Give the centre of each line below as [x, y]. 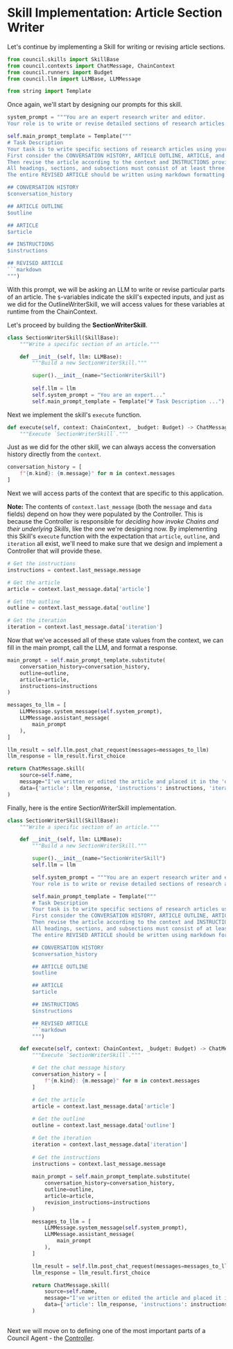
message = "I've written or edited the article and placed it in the [119, 782]
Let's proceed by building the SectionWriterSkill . [77, 325]
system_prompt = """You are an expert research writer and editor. [107, 117]
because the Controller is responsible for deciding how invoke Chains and [113, 522]
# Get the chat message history [79, 1068]
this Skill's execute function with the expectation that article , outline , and [114, 536]
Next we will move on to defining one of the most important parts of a [106, 1330]
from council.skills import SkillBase [63, 59]
